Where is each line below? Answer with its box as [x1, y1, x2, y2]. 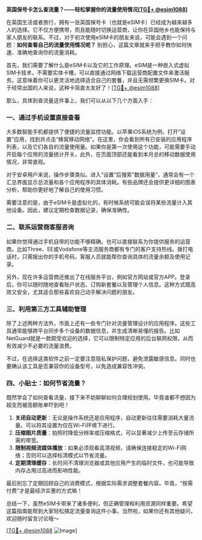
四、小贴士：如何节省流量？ [6, 379, 87, 387]
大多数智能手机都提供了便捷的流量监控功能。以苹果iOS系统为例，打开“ [6, 128, 181, 135]
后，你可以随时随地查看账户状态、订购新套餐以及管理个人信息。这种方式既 [6, 281, 191, 288]
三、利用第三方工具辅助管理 [6, 305, 87, 313]
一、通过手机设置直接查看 [6, 113, 81, 122]
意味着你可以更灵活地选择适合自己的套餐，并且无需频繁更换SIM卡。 [22, 76, 190, 84]
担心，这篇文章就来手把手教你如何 [102, 42, 187, 48]
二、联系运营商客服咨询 [6, 223, 74, 231]
